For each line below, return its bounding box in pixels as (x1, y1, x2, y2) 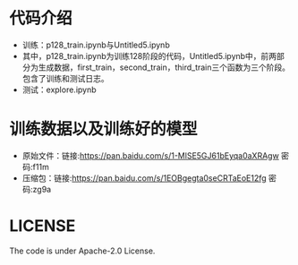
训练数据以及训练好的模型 (9, 119, 199, 140)
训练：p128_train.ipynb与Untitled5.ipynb (21, 39, 170, 50)
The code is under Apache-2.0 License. (9, 245, 156, 256)
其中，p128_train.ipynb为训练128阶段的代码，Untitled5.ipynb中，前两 (21, 50, 277, 61)
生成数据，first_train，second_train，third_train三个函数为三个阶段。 (38, 62, 291, 73)
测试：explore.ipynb (21, 84, 97, 95)
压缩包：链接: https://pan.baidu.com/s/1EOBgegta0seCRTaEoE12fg (21, 172, 267, 184)
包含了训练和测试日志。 (21, 73, 109, 83)
